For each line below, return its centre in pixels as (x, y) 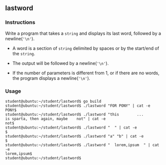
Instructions (20, 22)
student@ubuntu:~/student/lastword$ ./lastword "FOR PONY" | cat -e (78, 106)
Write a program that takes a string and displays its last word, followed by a (83, 33)
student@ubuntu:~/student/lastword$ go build (53, 101)
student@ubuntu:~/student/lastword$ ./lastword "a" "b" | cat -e (74, 136)
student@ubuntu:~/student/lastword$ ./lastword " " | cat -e (71, 127)
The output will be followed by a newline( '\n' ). (60, 63)
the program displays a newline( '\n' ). (51, 78)
